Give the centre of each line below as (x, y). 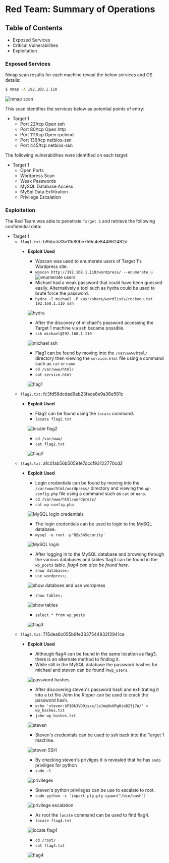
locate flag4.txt (53, 821)
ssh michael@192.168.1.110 (64, 334)
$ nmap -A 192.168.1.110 (31, 89)
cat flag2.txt (50, 444)
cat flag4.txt (50, 846)
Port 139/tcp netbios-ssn (46, 140)
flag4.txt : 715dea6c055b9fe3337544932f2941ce (72, 634)
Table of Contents (34, 28)
